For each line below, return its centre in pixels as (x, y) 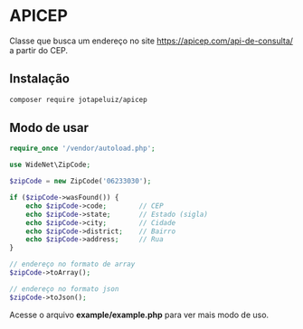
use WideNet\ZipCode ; (50, 165)
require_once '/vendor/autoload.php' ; (82, 149)
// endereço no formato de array (72, 264)
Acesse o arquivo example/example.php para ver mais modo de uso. (139, 315)
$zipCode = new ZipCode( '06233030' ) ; (80, 182)
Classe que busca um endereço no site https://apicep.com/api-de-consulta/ (151, 41)
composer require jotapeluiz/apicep (78, 99)
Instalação (40, 79)
